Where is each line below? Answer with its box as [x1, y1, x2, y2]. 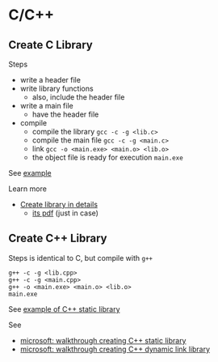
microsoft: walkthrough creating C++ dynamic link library [19, 344, 211, 354]
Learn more [8, 184, 47, 194]
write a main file [19, 101, 74, 110]
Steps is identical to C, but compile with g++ [8, 253, 153, 262]
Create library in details [19, 200, 99, 209]
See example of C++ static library [8, 304, 120, 313]
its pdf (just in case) [31, 208, 99, 218]
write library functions [19, 83, 94, 93]
